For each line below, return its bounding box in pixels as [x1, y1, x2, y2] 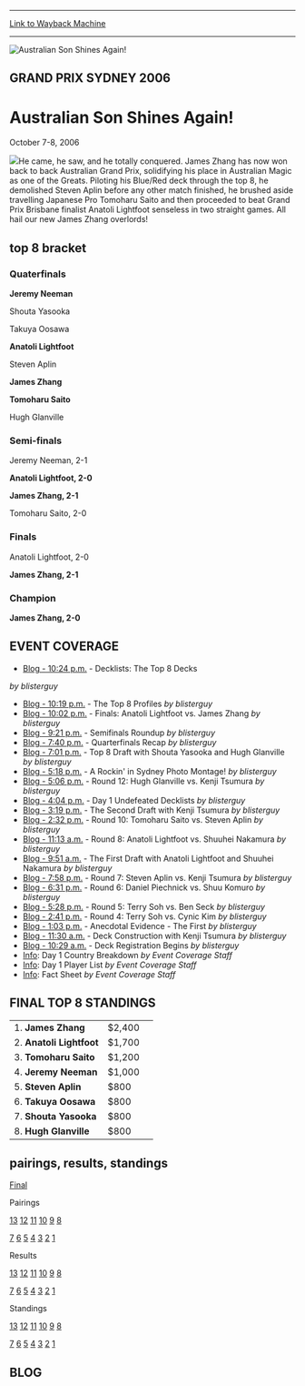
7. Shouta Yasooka [14, 1109, 97, 1122]
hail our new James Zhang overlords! [9, 214, 148, 225]
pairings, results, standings [9, 1155, 168, 1170]
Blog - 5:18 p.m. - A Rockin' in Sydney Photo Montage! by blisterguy [22, 765, 277, 776]
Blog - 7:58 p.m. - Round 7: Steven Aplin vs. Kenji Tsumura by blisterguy [22, 872, 292, 883]
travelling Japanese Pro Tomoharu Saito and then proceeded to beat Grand [9, 195, 290, 206]
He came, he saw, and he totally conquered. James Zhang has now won [18, 156, 288, 167]
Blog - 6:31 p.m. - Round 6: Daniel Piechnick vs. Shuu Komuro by [22, 882, 266, 893]
